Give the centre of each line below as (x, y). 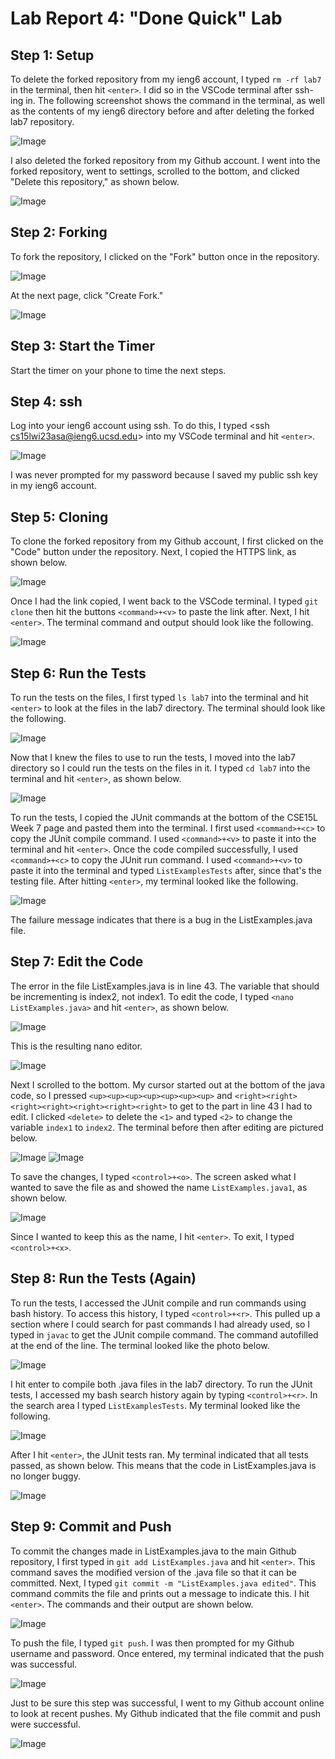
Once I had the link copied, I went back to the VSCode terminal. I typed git (164, 601)
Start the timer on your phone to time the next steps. (118, 370)
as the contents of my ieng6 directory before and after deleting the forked (162, 111)
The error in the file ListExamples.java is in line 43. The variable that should (165, 986)
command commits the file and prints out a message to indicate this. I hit (160, 1593)
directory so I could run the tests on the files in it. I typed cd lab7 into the (160, 768)
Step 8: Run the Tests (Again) (103, 1278)
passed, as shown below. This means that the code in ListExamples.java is (163, 1465)
